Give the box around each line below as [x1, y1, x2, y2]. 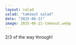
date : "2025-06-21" [5, 16, 45, 21]
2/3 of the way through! [5, 34, 53, 40]
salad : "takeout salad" [5, 12, 54, 17]
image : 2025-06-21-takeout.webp [5, 21, 71, 26]
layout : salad [5, 7, 34, 12]
